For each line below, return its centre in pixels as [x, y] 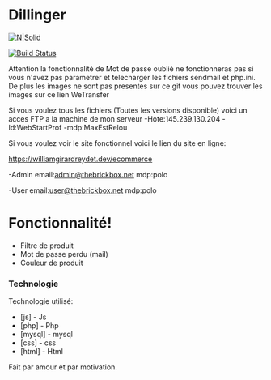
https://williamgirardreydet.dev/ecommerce [80, 159]
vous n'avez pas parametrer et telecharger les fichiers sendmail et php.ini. [132, 77]
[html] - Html [41, 352]
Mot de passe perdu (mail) [64, 254]
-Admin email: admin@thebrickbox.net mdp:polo [88, 174]
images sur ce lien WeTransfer [59, 94]
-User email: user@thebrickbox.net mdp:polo [83, 190]
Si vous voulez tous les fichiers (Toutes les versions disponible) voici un [128, 110]
